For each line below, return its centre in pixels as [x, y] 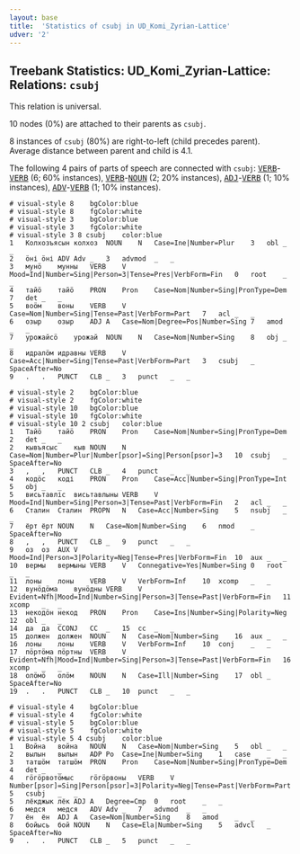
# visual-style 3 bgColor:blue [74, 220]
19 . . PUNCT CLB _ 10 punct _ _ [100, 692]
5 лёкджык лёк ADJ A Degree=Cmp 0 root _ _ [116, 802]
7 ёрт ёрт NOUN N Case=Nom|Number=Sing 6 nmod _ [132, 527]
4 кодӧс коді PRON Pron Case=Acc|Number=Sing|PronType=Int [148, 479]
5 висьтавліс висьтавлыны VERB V [84, 495]
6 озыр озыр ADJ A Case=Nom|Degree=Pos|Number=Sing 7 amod [146, 322]
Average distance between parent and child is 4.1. [101, 151]
